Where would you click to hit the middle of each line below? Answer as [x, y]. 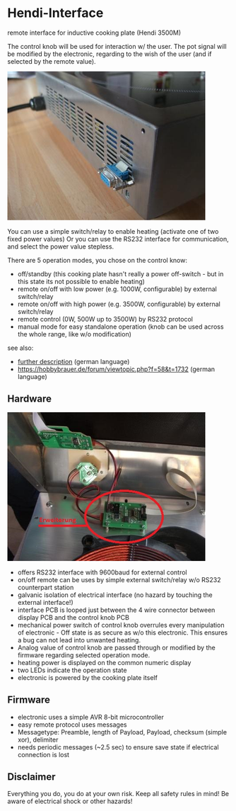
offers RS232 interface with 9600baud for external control [102, 572]
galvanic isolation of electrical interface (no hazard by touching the [115, 595]
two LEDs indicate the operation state [72, 670]
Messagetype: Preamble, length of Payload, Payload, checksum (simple [122, 732]
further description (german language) [73, 361]
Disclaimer [31, 777]
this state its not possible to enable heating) [81, 281]
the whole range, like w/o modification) [75, 334]
